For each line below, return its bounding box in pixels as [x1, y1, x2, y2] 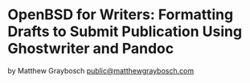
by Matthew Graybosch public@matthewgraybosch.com [7, 65, 195, 75]
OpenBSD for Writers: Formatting [7, 6, 234, 24]
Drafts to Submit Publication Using [7, 22, 243, 41]
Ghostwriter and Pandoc [7, 40, 174, 57]
